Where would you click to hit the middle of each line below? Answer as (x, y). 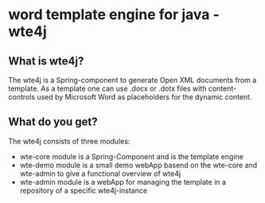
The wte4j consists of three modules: (69, 141)
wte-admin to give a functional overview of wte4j (100, 174)
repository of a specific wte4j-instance (84, 190)
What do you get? (53, 122)
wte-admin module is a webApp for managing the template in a (123, 182)
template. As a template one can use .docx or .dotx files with (107, 88)
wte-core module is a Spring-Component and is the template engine (132, 156)
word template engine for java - (114, 15)
